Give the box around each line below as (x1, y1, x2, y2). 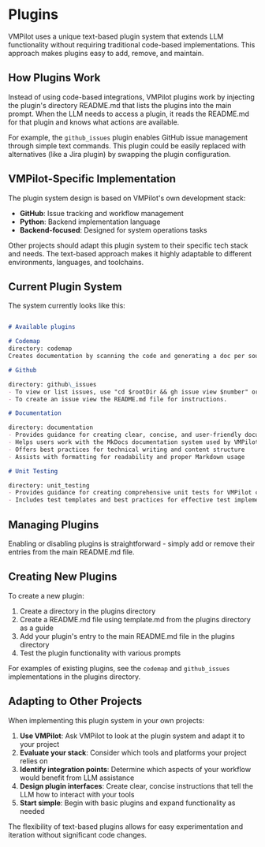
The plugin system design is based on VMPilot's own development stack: (8, 193, 246, 203)
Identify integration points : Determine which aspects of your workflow (19, 764, 251, 774)
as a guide (19, 623, 54, 632)
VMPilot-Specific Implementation (8, 172, 176, 186)
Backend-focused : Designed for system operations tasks (19, 225, 207, 234)
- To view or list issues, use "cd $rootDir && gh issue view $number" (8, 388, 248, 396)
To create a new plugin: (8, 591, 84, 600)
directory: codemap (8, 345, 73, 353)
